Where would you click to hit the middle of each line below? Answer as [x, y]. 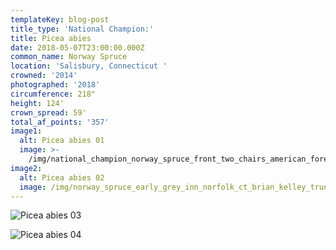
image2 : [26, 168]
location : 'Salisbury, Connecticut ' [89, 66]
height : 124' [37, 103]
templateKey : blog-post [60, 19]
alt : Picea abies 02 [62, 177]
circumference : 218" [53, 94]
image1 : [26, 131]
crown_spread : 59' [48, 112]
